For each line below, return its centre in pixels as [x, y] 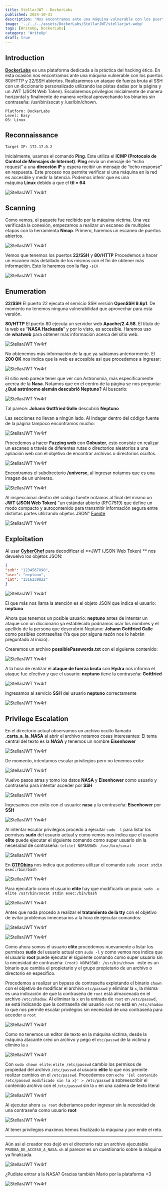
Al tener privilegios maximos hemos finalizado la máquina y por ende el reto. [84, 1130]
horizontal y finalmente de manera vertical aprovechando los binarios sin [80, 97]
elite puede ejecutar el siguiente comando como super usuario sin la [76, 840]
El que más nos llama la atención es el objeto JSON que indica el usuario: [81, 603]
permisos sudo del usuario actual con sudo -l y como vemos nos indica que [84, 952]
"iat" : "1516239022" [27, 579]
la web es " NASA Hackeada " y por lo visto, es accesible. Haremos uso [78, 329]
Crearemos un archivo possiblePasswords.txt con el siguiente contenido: [81, 649]
